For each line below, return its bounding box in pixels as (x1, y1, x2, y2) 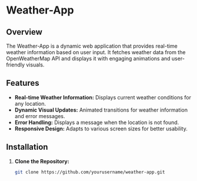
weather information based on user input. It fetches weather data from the (6, 49, 186, 56)
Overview (6, 27, 43, 37)
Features (6, 78, 39, 88)
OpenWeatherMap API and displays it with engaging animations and (6, 55, 171, 62)
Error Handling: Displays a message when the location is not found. (14, 119, 179, 126)
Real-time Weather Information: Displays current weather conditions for (14, 93, 191, 100)
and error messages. (14, 112, 65, 119)
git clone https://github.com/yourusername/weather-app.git (14, 169, 165, 175)
